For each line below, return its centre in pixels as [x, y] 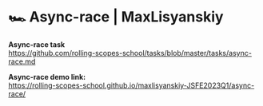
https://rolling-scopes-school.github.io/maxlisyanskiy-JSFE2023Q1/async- [131, 85]
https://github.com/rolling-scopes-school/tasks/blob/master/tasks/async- [130, 53]
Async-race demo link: [47, 77]
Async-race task [37, 44]
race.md [22, 61]
